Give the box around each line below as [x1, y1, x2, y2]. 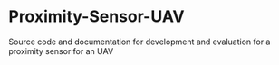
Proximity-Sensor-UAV [8, 6, 185, 27]
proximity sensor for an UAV [8, 45, 114, 56]
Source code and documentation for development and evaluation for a [8, 36, 271, 47]
